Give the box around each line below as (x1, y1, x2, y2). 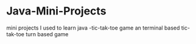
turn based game (25, 30, 69, 37)
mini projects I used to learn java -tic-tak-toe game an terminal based (6, 24, 180, 31)
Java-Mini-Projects (6, 4, 107, 18)
